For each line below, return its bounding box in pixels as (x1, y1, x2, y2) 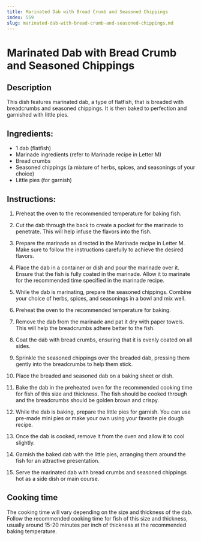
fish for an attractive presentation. (15, 457, 100, 464)
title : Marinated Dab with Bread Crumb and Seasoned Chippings (7, 8, 169, 15)
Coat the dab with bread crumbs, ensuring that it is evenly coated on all (15, 336, 193, 343)
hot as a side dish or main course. (15, 475, 100, 482)
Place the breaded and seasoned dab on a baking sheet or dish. (15, 372, 174, 379)
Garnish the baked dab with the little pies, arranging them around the (15, 451, 187, 457)
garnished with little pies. (7, 111, 69, 118)
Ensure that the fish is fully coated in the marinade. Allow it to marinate (15, 270, 191, 277)
